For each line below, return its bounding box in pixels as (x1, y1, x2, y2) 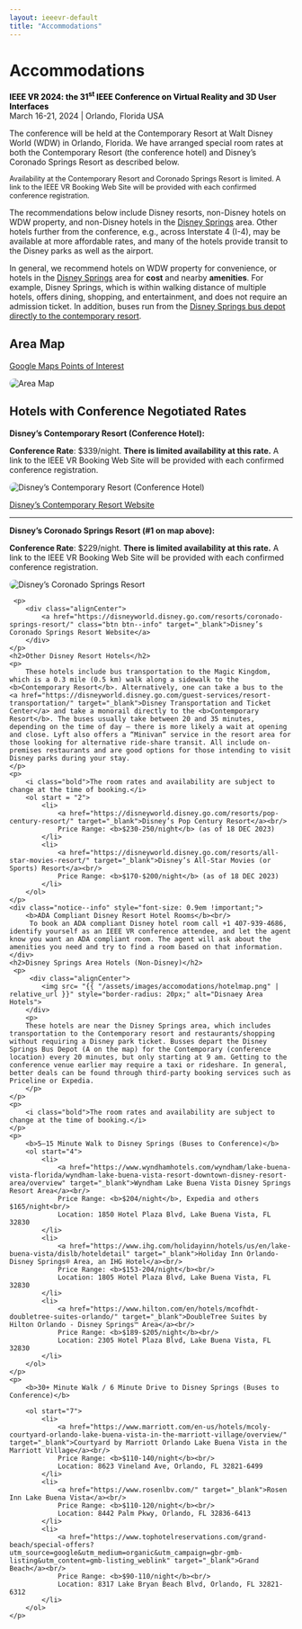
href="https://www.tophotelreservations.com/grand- (69, 1532, 268, 1542)
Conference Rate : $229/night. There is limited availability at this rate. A (9, 542, 280, 553)
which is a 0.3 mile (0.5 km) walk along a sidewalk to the (9, 675, 240, 684)
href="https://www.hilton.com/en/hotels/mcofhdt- (69, 1304, 259, 1313)
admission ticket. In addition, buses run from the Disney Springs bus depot (9, 301, 286, 312)
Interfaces (9, 101, 49, 112)
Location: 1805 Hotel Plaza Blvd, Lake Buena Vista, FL (57, 1273, 271, 1282)
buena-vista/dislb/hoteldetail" (9, 1249, 130, 1259)
